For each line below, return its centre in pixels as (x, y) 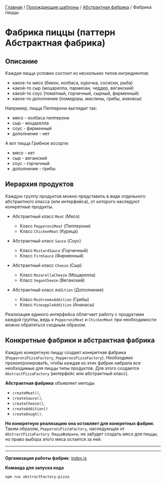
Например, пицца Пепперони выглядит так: (51, 108)
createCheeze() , (29, 403)
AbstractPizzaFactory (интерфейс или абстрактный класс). (67, 373)
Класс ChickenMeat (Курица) (49, 231)
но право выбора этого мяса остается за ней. (54, 439)
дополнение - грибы (34, 169)
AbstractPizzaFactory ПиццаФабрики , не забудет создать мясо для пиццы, (82, 434)
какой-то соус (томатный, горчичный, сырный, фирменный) (76, 93)
